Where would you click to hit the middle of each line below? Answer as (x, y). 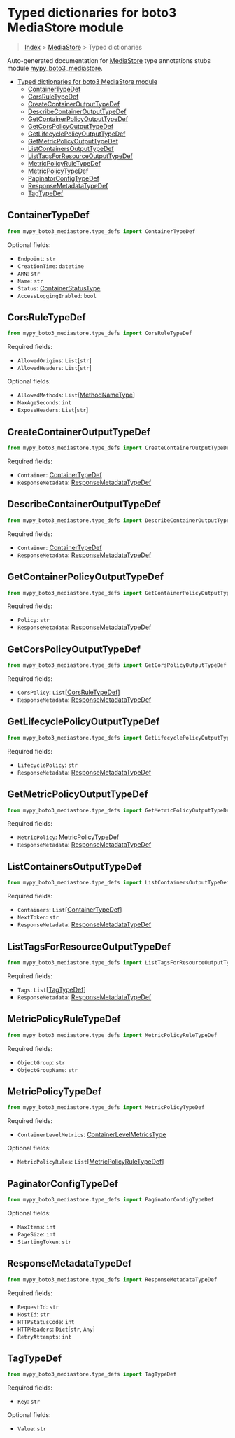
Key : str (29, 1402)
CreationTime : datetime (50, 266)
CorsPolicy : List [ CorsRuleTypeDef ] (69, 692)
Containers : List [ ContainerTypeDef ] (70, 910)
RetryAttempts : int (44, 1336)
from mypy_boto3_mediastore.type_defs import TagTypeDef (92, 1374)
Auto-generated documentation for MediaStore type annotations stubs (109, 60)
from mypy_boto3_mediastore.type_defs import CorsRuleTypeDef (100, 334)
